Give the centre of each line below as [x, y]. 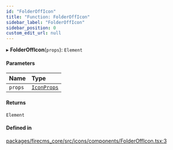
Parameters [20, 63]
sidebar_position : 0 [31, 28]
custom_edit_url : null [34, 33]
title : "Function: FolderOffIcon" [48, 17]
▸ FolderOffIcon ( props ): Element [44, 50]
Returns [16, 102]
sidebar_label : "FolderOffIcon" [45, 22]
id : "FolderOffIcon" [31, 11]
